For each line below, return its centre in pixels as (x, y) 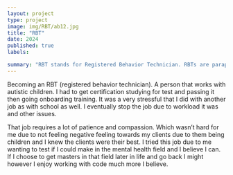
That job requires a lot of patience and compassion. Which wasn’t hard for (113, 127)
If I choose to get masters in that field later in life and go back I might (105, 156)
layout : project (31, 13)
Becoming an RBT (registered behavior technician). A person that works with (116, 84)
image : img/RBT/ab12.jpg (43, 26)
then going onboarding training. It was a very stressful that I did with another (116, 99)
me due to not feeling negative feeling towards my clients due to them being (116, 134)
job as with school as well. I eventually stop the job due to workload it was (113, 106)
